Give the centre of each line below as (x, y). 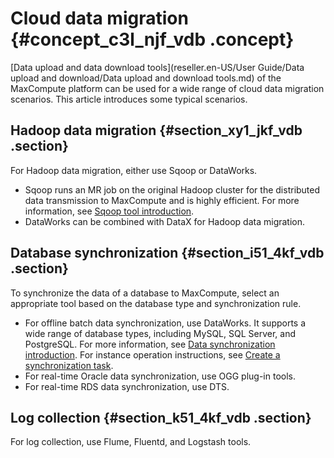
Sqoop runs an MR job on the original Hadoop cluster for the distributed (172, 189)
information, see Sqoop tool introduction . (109, 211)
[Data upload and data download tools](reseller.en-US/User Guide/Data (157, 67)
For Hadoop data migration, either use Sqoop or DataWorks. (134, 170)
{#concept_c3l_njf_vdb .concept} (152, 39)
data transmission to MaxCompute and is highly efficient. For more (162, 200)
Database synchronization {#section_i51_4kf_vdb (167, 253)
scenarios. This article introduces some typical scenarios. (129, 99)
